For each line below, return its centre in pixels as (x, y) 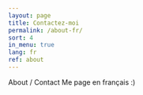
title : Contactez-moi (44, 23)
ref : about (26, 60)
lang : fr (23, 52)
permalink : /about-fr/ (45, 30)
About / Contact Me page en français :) (72, 82)
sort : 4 (21, 38)
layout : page (30, 15)
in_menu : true (32, 45)
